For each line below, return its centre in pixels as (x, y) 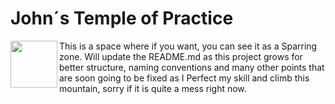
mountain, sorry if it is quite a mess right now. (153, 88)
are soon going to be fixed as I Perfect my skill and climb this (184, 78)
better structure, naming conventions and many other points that (192, 67)
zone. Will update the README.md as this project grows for (181, 56)
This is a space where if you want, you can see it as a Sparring (188, 46)
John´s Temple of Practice (122, 18)
